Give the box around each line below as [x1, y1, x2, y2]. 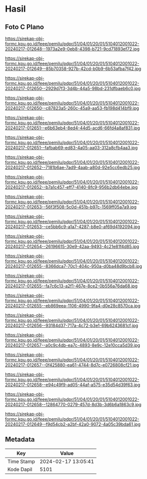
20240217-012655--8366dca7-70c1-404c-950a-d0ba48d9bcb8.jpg [5, 264, 142, 269]
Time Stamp [7, 458, 35, 465]
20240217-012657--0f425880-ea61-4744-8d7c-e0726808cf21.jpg [5, 362, 139, 368]
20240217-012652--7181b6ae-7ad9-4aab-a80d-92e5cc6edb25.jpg [5, 164, 140, 170]
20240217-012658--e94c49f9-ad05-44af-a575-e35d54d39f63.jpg [5, 382, 141, 388]
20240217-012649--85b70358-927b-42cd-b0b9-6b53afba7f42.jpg [5, 66, 142, 71]
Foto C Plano [5, 23, 44, 31]
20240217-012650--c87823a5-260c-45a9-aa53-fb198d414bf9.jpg [5, 106, 139, 111]
